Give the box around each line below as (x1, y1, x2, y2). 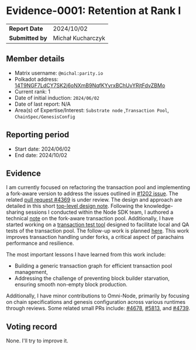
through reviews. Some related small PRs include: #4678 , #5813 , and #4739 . (6, 305, 190, 312)
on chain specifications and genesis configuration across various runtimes (6, 299, 186, 306)
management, (14, 269, 49, 276)
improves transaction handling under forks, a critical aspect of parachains (6, 234, 184, 241)
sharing (6, 209, 25, 216)
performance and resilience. (6, 240, 74, 247)
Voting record (6, 321, 57, 331)
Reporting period (6, 130, 70, 140)
